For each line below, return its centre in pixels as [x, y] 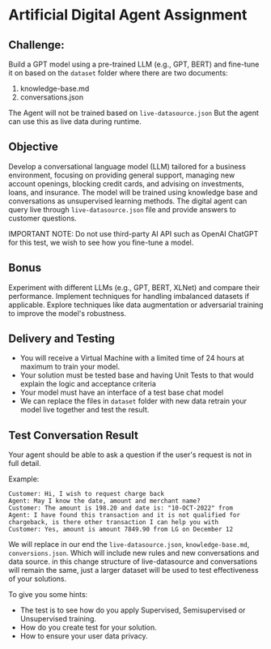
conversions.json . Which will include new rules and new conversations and [134, 553]
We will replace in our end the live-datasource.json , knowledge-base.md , [129, 544]
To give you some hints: [48, 595]
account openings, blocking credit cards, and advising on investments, [126, 183]
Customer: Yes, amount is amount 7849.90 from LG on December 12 [121, 529]
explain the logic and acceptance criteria [88, 384]
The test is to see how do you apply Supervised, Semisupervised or [133, 610]
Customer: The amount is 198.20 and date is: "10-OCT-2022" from [121, 508]
